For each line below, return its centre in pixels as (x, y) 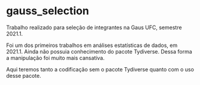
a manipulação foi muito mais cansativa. (56, 58)
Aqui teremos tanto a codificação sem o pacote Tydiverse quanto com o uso (100, 69)
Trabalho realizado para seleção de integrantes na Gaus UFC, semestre (94, 27)
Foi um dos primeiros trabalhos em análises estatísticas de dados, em (92, 45)
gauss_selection (48, 11)
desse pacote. (24, 75)
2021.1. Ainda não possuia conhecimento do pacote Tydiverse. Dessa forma (99, 51)
